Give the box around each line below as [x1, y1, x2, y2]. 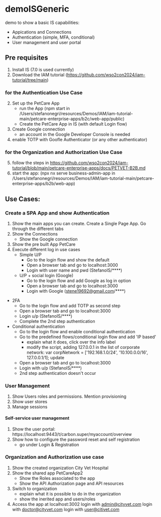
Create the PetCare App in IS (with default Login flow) [19, 121, 127, 127]
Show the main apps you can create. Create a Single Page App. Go [12, 221, 146, 227]
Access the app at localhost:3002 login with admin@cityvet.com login [12, 501, 152, 507]
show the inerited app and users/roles [19, 496, 96, 502]
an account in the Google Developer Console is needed [19, 131, 130, 137]
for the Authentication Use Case [5, 89, 83, 96]
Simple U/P [19, 252, 42, 258]
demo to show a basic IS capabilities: [5, 20, 79, 25]
